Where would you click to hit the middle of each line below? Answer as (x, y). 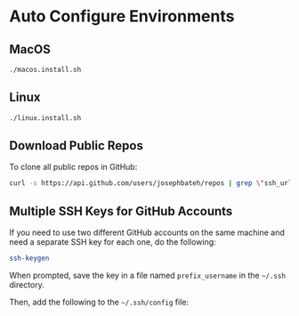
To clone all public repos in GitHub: (73, 167)
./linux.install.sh (45, 117)
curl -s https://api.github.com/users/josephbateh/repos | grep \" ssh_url (151, 183)
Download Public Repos (77, 146)
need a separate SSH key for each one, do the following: (113, 242)
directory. (27, 284)
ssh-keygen (29, 259)
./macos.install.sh (45, 69)
